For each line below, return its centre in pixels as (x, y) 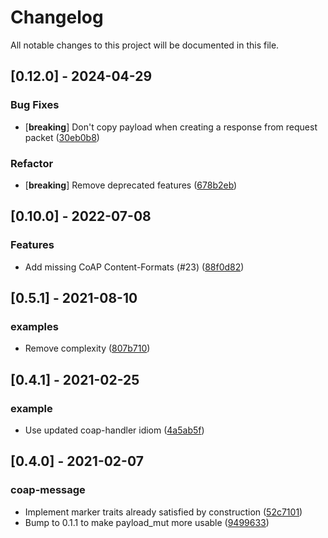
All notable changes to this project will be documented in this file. (145, 45)
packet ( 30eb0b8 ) (62, 137)
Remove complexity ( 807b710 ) (87, 348)
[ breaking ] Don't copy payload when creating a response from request (171, 127)
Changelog (57, 17)
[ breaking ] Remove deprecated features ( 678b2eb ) (131, 185)
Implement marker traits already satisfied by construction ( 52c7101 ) (163, 512)
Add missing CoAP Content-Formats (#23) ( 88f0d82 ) (134, 267)
